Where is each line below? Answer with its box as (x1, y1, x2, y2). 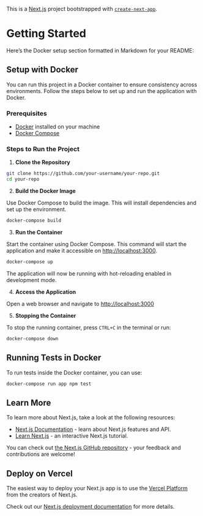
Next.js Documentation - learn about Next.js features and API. (15, 425, 171, 433)
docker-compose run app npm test (6, 381, 92, 387)
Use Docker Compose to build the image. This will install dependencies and (6, 199, 197, 207)
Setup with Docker (6, 64, 78, 75)
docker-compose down (6, 335, 59, 342)
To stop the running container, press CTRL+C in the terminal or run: (6, 324, 171, 331)
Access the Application (15, 288, 76, 296)
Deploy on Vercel (6, 468, 73, 479)
